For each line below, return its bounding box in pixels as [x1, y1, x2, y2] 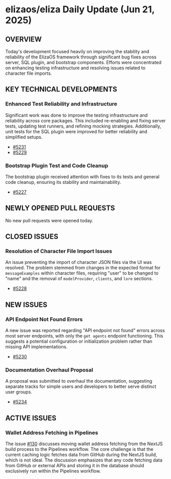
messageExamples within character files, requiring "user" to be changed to [5, 270, 159, 276]
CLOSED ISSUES [5, 232, 58, 241]
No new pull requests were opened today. [5, 217, 94, 223]
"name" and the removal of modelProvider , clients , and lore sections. [5, 276, 154, 282]
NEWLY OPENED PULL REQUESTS [5, 204, 115, 213]
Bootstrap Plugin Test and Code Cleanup [5, 162, 109, 169]
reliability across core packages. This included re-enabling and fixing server [5, 117, 166, 123]
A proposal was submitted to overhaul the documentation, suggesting [5, 378, 153, 384]
